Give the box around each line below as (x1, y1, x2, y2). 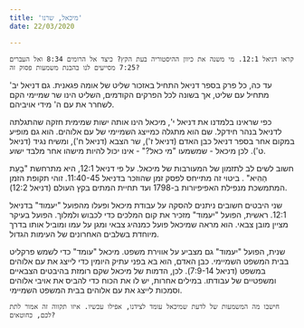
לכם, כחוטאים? (9, 310, 56, 320)
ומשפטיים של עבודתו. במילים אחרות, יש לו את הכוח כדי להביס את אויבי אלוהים (9, 275, 277, 285)
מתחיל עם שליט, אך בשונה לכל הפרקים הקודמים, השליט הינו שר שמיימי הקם (9, 89, 270, 100)
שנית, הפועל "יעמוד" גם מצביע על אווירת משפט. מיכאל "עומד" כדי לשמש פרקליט (9, 246, 286, 256)
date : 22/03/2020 (9, 22, 75, 31)
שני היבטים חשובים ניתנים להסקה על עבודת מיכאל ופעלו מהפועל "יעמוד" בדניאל (9, 199, 283, 210)
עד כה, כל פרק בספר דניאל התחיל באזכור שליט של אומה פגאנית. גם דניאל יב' (9, 79, 272, 91)
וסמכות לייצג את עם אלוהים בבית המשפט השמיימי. (9, 285, 183, 295)
